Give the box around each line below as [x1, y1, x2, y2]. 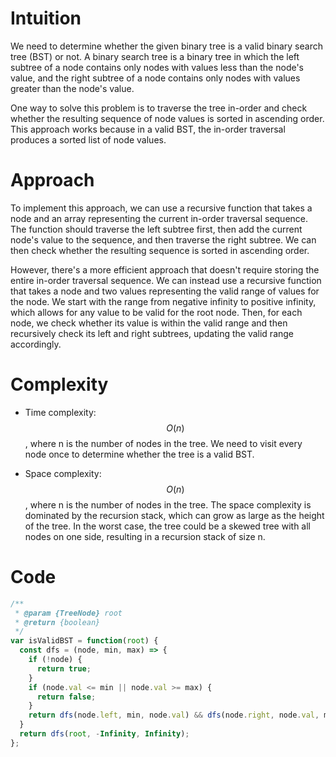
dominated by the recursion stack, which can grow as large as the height [24, 509, 325, 521]
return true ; [36, 663, 92, 674]
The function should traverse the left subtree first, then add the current [10, 223, 303, 235]
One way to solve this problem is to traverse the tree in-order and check [10, 102, 308, 114]
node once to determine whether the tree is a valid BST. [24, 448, 255, 460]
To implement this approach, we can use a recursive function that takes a [10, 202, 313, 214]
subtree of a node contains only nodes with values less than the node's [10, 61, 304, 73]
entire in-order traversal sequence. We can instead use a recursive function [10, 274, 322, 286]
